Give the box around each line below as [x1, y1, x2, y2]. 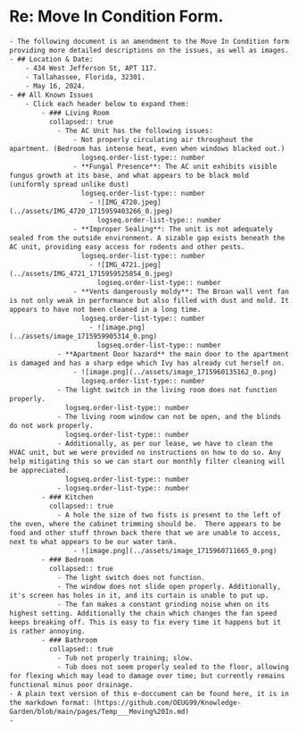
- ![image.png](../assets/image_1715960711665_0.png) [72, 546, 277, 555]
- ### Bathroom [41, 635, 98, 644]
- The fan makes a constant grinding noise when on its [56, 600, 269, 609]
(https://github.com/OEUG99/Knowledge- [93, 698, 242, 707]
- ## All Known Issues [9, 90, 94, 99]
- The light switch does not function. [56, 573, 205, 582]
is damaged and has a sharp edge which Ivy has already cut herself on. [9, 358, 286, 367]
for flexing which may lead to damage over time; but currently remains [9, 671, 286, 680]
